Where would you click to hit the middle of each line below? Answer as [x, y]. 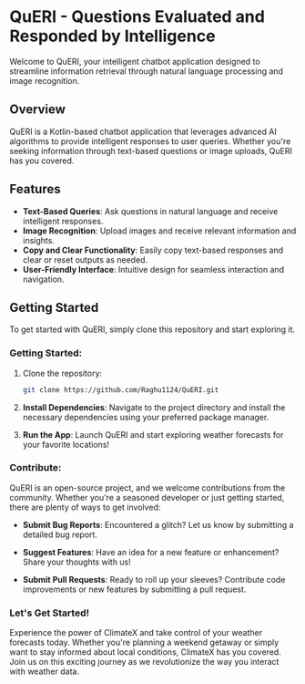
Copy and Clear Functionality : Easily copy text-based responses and [153, 250]
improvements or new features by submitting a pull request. [134, 589]
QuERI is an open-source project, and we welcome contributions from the [147, 487]
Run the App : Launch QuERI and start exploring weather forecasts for [153, 434]
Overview [38, 110]
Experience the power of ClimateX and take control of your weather [136, 633]
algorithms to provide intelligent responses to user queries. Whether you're [150, 141]
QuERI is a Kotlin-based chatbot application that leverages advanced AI [143, 131]
